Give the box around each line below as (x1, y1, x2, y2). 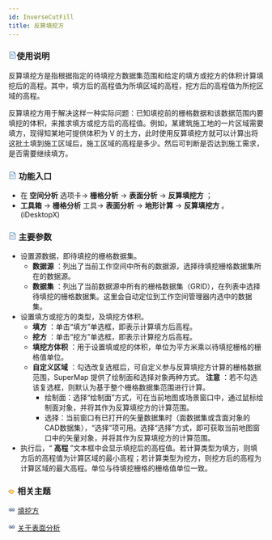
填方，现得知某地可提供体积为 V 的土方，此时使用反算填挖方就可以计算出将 (8, 128, 259, 137)
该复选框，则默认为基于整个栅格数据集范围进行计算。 (32, 382, 210, 392)
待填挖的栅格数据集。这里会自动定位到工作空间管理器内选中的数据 (32, 292, 253, 302)
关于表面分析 (17, 522, 61, 533)
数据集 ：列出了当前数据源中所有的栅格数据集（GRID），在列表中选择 (32, 281, 261, 291)
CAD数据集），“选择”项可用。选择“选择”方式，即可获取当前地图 (44, 423, 253, 432)
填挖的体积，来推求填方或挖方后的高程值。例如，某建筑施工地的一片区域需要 (8, 118, 264, 128)
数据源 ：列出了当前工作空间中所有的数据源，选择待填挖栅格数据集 (32, 261, 255, 271)
